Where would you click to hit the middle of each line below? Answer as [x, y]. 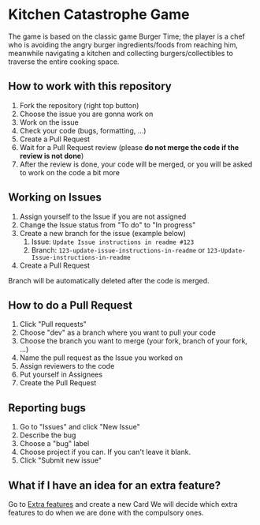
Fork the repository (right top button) [79, 105]
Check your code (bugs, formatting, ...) [83, 130]
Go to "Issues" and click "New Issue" [80, 427]
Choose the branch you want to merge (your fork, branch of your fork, [134, 341]
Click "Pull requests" [53, 324]
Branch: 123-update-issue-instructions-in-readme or [118, 249]
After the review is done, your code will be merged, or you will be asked [136, 164]
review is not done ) [52, 156]
